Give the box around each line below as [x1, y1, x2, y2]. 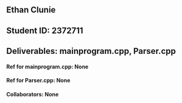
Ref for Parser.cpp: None [6, 77, 71, 84]
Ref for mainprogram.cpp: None [6, 63, 89, 70]
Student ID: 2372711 [6, 25, 83, 36]
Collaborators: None [6, 90, 59, 98]
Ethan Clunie [6, 5, 56, 15]
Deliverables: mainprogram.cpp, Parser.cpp [6, 46, 177, 56]
